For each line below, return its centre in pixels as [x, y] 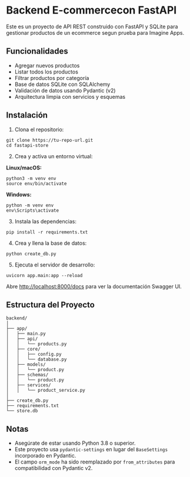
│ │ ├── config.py [34, 354]
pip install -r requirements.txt [47, 232]
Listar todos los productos [46, 72]
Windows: [19, 194]
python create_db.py [31, 253]
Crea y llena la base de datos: [51, 243]
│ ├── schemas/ [27, 375]
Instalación [27, 115]
